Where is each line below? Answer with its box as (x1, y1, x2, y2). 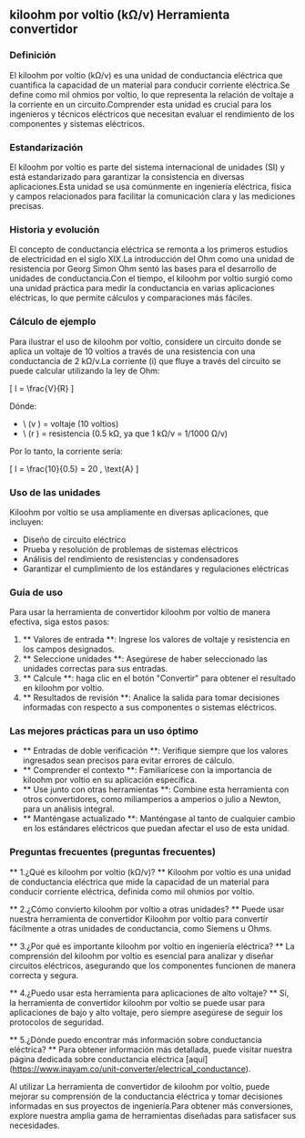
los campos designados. (22, 643, 116, 655)
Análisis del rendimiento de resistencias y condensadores (22, 553, 239, 564)
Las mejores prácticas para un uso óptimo (9, 725, 198, 737)
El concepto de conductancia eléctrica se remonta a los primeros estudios (9, 244, 289, 255)
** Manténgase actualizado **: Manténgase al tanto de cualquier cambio (22, 813, 296, 824)
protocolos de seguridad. (9, 1017, 105, 1028)
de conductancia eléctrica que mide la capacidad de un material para (9, 876, 270, 887)
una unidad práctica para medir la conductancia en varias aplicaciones (9, 283, 275, 294)
